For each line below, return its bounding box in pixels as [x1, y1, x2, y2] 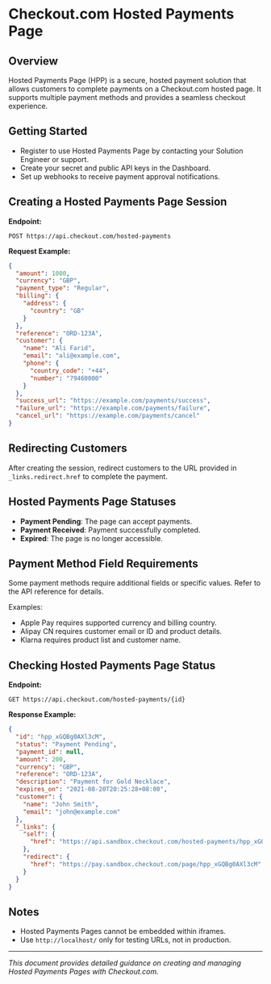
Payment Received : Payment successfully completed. [19, 525, 201, 535]
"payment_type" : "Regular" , [15, 284, 110, 293]
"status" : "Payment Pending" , [15, 740, 117, 748]
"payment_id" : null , [15, 748, 85, 756]
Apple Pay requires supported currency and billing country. [19, 618, 217, 628]
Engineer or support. [19, 154, 90, 164]
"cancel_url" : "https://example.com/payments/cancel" [15, 412, 200, 420]
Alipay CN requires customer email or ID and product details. [19, 627, 223, 636]
